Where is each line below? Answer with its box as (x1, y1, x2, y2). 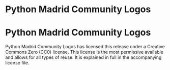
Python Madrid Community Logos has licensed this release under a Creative (5, 44, 165, 50)
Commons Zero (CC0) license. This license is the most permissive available (5, 49, 164, 55)
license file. (5, 60, 30, 66)
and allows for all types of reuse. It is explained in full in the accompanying (5, 54, 162, 60)
